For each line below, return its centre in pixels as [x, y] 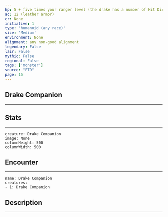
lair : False [17, 51]
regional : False [22, 61]
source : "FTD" [20, 70]
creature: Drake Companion [33, 134]
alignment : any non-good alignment [42, 42]
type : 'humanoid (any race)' [35, 28]
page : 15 [14, 75]
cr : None [14, 19]
